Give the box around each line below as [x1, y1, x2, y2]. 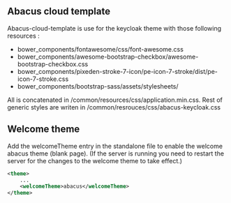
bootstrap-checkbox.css [17, 59, 89, 68]
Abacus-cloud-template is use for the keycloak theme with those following [7, 24, 222, 32]
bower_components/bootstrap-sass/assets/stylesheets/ [17, 82, 179, 90]
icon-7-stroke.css [17, 75, 69, 83]
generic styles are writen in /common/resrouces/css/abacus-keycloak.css [7, 103, 221, 111]
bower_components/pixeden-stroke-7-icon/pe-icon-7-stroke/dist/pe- [17, 67, 218, 75]
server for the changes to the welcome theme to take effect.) [7, 156, 183, 165]
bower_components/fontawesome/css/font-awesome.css [17, 45, 184, 53]
